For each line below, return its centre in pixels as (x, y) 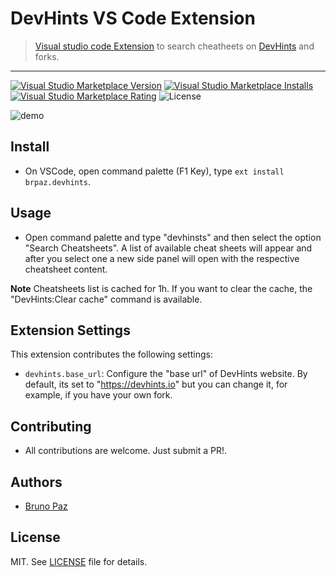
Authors (36, 482)
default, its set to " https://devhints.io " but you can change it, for (156, 384)
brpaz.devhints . (58, 181)
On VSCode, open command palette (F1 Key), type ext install (154, 171)
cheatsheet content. (66, 269)
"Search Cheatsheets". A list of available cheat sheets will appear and (168, 248)
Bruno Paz (46, 506)
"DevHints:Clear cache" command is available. (106, 299)
